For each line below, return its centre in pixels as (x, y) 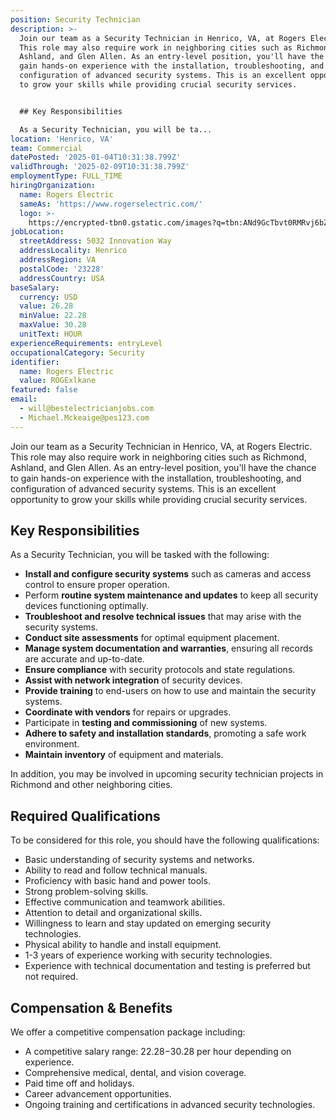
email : (24, 399)
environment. (52, 744)
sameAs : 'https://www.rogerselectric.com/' (111, 204)
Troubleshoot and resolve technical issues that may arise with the (163, 617)
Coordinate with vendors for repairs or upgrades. (128, 712)
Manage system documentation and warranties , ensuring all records (168, 648)
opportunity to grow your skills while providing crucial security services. (159, 499)
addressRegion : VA (58, 260)
